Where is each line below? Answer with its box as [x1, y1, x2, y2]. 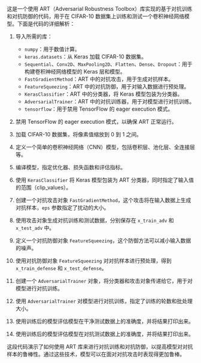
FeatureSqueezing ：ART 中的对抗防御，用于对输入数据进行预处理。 [24, 83, 190, 90]
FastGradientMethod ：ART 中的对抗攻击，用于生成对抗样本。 [24, 75, 174, 83]
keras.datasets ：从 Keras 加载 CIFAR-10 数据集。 [24, 53, 147, 60]
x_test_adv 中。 [15, 224, 55, 231]
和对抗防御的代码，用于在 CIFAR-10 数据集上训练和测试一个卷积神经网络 [7, 13, 185, 20]
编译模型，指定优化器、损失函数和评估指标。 [15, 164, 126, 170]
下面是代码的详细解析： [17, 20, 75, 27]
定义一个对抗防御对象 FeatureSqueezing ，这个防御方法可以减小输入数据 [15, 237, 191, 244]
